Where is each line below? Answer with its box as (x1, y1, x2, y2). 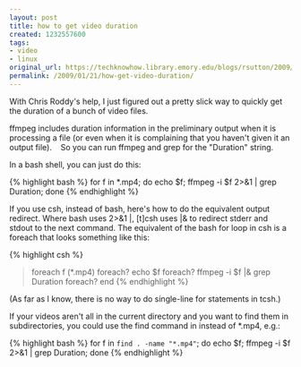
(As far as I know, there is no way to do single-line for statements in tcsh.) (9, 293, 281, 304)
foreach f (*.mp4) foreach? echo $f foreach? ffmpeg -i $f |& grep (30, 266, 271, 277)
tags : (9, 38, 30, 47)
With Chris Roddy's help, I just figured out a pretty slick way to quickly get (9, 96, 283, 107)
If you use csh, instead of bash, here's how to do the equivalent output (9, 203, 271, 214)
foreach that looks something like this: (9, 232, 150, 243)
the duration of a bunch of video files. (9, 105, 149, 116)
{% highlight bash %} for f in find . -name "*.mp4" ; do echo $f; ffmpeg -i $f (9, 337, 291, 348)
